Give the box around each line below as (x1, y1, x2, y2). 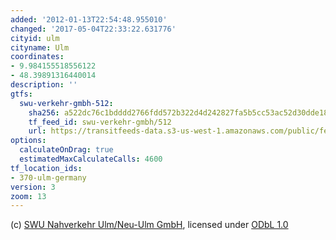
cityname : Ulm (10, 42, 70, 53)
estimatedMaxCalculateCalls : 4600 (19, 154, 163, 164)
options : (10, 136, 47, 146)
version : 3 (10, 182, 56, 192)
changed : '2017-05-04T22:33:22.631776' (10, 24, 177, 34)
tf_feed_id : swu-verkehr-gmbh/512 (28, 117, 172, 127)
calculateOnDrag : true (19, 145, 114, 155)
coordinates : (10, 52, 65, 62)
